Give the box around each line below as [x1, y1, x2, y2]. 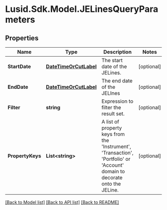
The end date [101, 77, 133, 84]
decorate [101, 174, 123, 181]
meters [5, 14, 35, 25]
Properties [5, 34, 39, 42]
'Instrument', [101, 143, 131, 150]
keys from [101, 131, 125, 138]
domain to [101, 168, 125, 175]
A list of [101, 118, 119, 125]
